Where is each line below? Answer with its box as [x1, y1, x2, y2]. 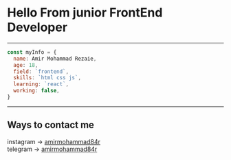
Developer [7, 19, 67, 35]
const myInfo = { [7, 48, 57, 56]
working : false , [13, 88, 60, 94]
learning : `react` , [13, 81, 69, 88]
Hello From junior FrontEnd [7, 5, 163, 21]
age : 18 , [13, 61, 38, 68]
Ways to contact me [7, 119, 95, 131]
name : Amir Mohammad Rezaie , [13, 55, 97, 62]
